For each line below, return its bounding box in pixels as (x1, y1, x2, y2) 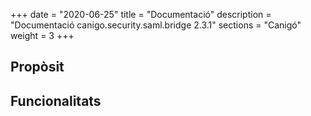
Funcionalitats (10, 92, 102, 109)
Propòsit (10, 59, 65, 76)
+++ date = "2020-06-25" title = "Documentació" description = (10, 9, 272, 20)
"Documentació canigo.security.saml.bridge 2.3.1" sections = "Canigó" (10, 19, 302, 31)
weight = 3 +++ (10, 30, 75, 41)
